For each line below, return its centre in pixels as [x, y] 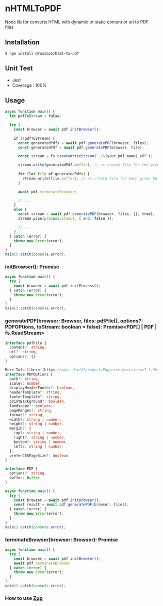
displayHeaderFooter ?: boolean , [42, 388]
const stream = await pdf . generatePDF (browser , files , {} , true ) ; [86, 214]
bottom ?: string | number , [41, 442]
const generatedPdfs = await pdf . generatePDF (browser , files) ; [83, 143]
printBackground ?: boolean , [38, 401]
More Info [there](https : [31, 370]
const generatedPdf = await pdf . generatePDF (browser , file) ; [81, 147]
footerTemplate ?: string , [36, 397]
